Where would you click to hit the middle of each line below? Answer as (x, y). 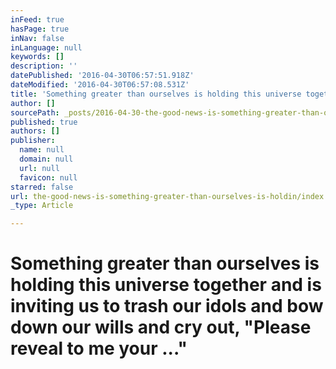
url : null (39, 168)
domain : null (46, 159)
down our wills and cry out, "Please (161, 327)
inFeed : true (37, 19)
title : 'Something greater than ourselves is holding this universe (156, 94)
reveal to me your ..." (99, 348)
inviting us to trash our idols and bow (167, 306)
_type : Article (42, 206)
